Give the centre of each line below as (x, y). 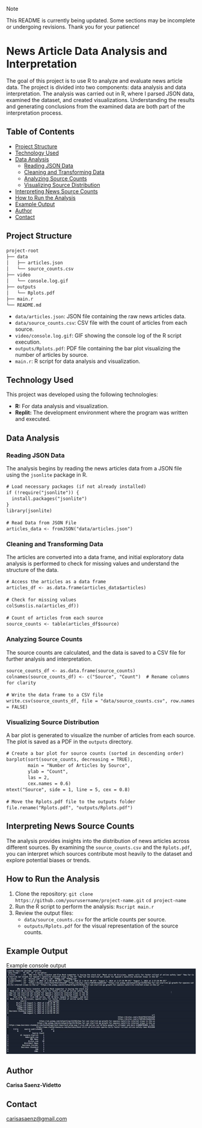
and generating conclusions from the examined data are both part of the (96, 106)
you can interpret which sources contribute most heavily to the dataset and (99, 853)
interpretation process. (35, 113)
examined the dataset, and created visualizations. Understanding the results (100, 100)
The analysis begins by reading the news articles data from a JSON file (94, 469)
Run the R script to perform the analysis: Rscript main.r (84, 906)
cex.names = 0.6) (49, 784)
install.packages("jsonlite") (49, 499)
